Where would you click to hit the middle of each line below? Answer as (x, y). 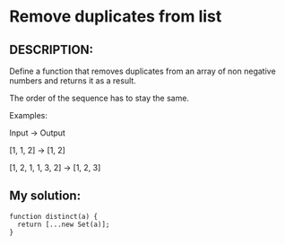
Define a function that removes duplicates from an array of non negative (142, 71)
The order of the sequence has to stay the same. (99, 98)
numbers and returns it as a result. (73, 81)
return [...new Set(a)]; (64, 224)
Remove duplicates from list (116, 17)
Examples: (28, 115)
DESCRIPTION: (52, 50)
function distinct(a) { (54, 216)
